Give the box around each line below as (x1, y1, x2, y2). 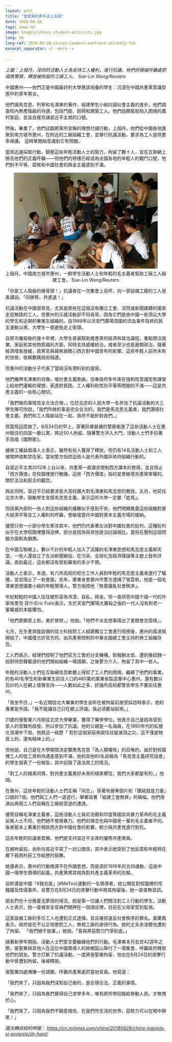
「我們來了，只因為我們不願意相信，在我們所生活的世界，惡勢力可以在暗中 (5, 1008, 162, 1014)
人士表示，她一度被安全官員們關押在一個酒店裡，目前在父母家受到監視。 (5, 904, 157, 910)
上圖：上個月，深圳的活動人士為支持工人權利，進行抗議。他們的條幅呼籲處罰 (5, 67, 166, 73)
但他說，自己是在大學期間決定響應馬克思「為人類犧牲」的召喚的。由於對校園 (5, 747, 166, 753)
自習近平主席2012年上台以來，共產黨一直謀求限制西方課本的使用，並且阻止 (5, 464, 163, 471)
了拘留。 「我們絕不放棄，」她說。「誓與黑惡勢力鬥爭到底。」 (5, 928, 130, 934)
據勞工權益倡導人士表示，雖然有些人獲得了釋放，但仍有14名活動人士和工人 (5, 447, 162, 453)
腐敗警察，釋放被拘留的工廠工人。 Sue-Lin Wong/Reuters (5, 73, 126, 79)
